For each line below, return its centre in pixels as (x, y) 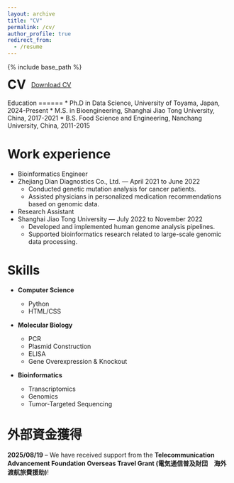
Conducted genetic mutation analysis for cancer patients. (112, 189)
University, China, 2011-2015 (49, 126)
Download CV (51, 84)
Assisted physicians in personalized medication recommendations (125, 196)
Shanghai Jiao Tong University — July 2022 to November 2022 (110, 219)
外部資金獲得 (45, 435)
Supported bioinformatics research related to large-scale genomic (125, 234)
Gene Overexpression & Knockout (78, 361)
